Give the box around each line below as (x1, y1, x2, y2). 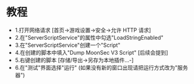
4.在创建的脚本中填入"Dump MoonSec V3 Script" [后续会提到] (14, 49, 168, 56)
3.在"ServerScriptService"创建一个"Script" (14, 41, 121, 49)
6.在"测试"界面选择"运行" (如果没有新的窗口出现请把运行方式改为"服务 (14, 64, 188, 71)
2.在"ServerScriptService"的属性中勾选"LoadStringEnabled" (14, 34, 164, 41)
